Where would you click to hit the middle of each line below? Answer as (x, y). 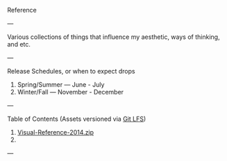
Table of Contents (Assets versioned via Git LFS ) (77, 119)
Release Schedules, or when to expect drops (71, 71)
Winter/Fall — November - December (70, 92)
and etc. (19, 44)
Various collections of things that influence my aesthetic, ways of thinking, (113, 37)
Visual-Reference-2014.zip (56, 132)
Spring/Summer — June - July (61, 85)
